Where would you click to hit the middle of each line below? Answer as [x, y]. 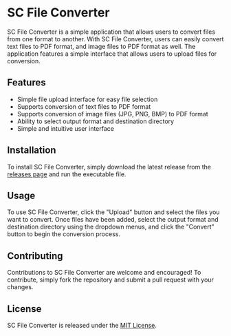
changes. [20, 287]
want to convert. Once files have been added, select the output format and [113, 220]
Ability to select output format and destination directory [95, 121]
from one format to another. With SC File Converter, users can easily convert [115, 39]
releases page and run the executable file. [67, 174]
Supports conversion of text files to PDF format [84, 106]
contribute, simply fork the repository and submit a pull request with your [111, 280]
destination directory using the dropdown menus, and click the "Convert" [111, 227]
